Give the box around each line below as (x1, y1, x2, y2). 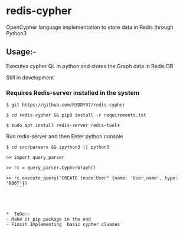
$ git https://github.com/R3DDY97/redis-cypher (6, 102, 126, 108)
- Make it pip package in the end (6, 217, 91, 222)
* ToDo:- (6, 211, 31, 217)
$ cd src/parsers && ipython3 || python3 (6, 144, 110, 151)
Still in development (6, 74, 54, 81)
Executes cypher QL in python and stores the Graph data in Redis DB (6, 62, 174, 69)
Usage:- (6, 47, 37, 57)
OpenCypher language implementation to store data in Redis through (6, 24, 174, 31)
